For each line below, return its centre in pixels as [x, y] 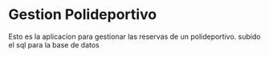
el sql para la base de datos [54, 44]
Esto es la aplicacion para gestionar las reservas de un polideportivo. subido [134, 36]
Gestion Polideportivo [83, 15]
